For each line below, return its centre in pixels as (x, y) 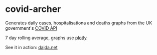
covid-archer (33, 9)
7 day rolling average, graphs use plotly (46, 38)
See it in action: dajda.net (31, 47)
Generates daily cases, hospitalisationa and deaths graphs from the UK (79, 23)
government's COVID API (31, 28)
